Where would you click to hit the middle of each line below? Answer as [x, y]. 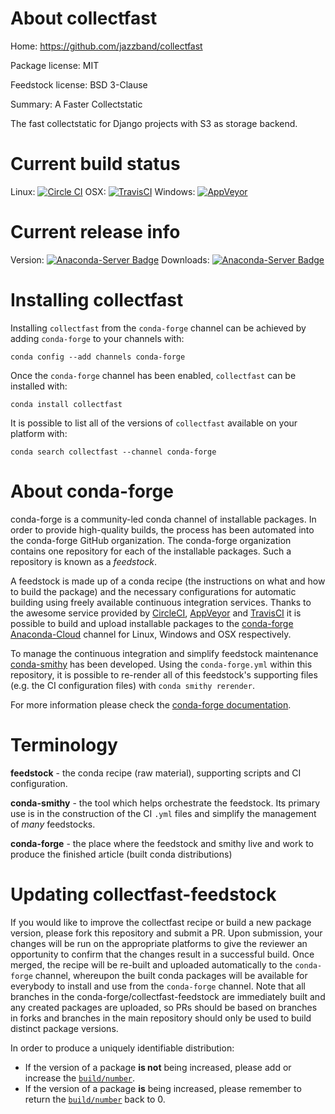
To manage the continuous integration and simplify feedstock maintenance [164, 653]
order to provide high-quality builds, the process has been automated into [162, 529]
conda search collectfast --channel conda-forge [113, 452]
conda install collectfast [66, 404]
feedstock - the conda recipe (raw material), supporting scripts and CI [156, 773]
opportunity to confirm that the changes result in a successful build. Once [162, 954]
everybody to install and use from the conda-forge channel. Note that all [158, 986]
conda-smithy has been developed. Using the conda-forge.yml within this [161, 664]
